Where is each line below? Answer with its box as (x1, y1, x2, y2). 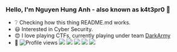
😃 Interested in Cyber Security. (14, 26, 93, 33)
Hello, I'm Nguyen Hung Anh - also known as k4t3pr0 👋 (5, 5, 170, 14)
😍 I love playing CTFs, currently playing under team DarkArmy (14, 32, 171, 39)
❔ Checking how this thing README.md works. (14, 19, 131, 26)
